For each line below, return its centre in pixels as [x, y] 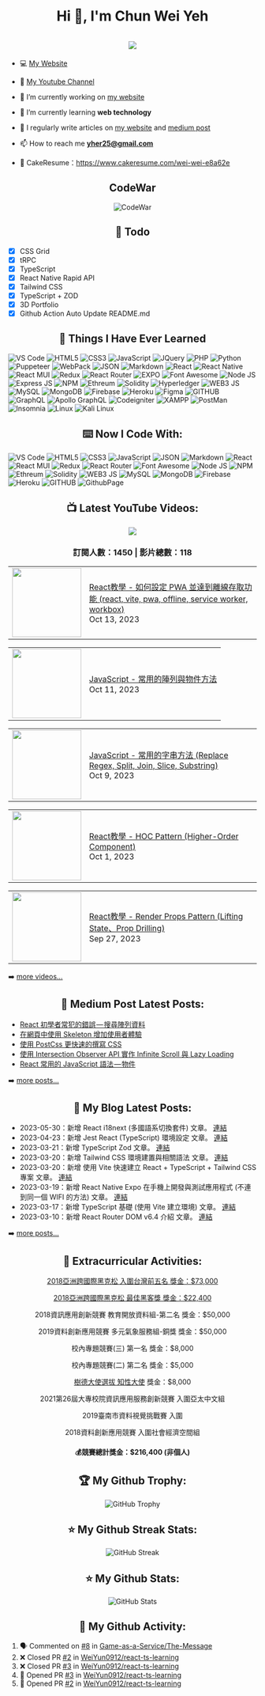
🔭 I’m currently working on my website [82, 97]
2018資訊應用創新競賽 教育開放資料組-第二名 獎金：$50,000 [132, 1315]
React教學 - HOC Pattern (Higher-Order [164, 836]
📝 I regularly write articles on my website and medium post [115, 127]
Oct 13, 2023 [114, 619]
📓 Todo [132, 232]
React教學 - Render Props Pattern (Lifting [166, 916]
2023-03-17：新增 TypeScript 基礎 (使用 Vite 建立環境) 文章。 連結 [128, 1207]
